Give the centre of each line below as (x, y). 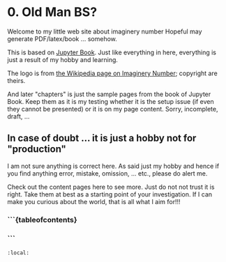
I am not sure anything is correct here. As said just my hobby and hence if (113, 166)
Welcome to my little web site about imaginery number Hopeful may (105, 31)
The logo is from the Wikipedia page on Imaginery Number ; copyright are (112, 73)
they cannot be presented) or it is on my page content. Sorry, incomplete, (113, 109)
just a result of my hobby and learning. (63, 59)
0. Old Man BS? (52, 12)
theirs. (16, 80)
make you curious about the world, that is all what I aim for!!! (94, 201)
